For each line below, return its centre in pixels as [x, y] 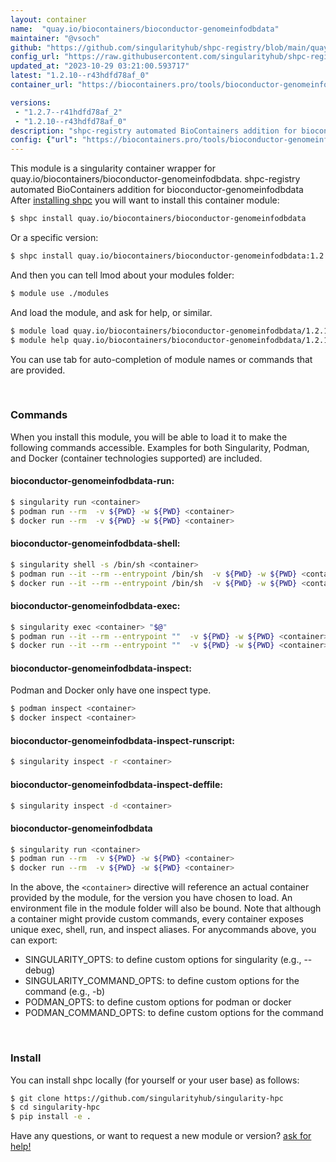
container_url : [42, 85]
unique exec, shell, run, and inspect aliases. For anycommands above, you [163, 930]
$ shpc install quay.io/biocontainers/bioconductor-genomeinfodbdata [158, 219]
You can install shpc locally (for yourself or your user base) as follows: [155, 1080]
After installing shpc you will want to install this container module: [145, 200]
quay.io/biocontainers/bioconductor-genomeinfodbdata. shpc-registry [155, 179]
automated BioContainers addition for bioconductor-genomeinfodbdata [157, 190]
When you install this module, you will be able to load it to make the [149, 437]
